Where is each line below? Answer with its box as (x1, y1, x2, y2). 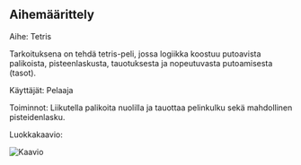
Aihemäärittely (9, 7, 94, 22)
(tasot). (9, 67, 37, 78)
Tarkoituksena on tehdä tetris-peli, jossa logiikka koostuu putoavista (9, 48, 261, 59)
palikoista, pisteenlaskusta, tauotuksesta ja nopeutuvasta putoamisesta (9, 57, 273, 68)
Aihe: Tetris (9, 30, 52, 41)
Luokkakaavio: (9, 129, 63, 140)
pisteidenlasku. (9, 111, 66, 122)
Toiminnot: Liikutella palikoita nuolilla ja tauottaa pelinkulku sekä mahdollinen (9, 102, 293, 113)
